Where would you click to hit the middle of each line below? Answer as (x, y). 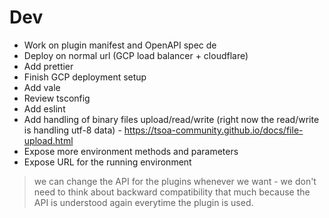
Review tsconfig (57, 98)
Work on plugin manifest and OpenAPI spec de (120, 45)
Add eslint (44, 108)
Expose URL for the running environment (107, 162)
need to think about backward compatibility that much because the (172, 192)
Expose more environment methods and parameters (131, 151)
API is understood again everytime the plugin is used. (143, 202)
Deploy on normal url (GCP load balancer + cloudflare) (136, 55)
